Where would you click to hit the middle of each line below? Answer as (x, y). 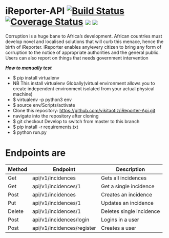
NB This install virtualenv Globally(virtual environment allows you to (84, 83)
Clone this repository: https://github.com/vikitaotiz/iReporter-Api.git (84, 110)
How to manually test (29, 68)
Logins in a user (120, 220)
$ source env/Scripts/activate (44, 105)
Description (131, 169)
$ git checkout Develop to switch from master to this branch (76, 121)
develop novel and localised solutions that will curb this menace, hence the (84, 42)
